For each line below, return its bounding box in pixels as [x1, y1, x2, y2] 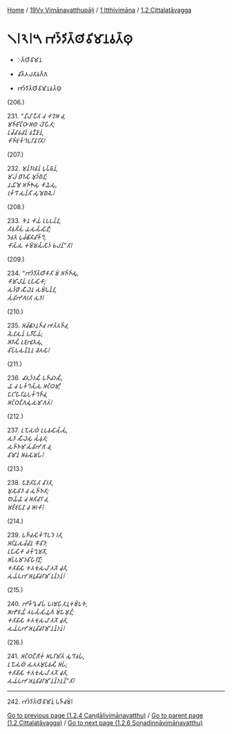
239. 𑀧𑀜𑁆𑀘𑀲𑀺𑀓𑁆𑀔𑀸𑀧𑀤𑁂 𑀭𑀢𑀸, [7, 530, 64, 539]
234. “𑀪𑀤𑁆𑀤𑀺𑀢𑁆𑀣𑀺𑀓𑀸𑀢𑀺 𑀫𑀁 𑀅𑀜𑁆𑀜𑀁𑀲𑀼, [7, 269, 79, 277]
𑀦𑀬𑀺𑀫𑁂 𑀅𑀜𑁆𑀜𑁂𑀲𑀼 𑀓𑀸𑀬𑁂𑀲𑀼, [7, 180, 57, 189]
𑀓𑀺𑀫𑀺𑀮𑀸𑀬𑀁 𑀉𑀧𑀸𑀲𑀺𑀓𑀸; [7, 277, 46, 285]
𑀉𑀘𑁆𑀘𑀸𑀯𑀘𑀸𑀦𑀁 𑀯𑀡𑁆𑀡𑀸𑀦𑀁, [7, 128, 44, 136]
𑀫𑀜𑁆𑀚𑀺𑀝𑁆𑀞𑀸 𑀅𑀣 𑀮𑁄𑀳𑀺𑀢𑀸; [7, 120, 55, 128]
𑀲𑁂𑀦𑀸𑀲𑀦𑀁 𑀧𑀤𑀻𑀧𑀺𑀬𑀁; [7, 329, 43, 338]
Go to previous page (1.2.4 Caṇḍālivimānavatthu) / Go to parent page [7, 711, 204, 719]
